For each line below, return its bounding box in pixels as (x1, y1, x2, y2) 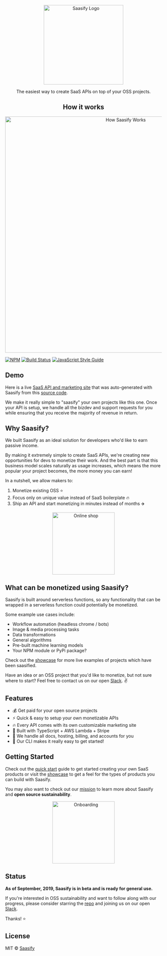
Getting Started (5, 753, 54, 761)
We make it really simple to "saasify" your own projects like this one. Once (5, 399, 158, 405)
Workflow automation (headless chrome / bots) (12, 621, 109, 627)
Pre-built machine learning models (12, 642, 83, 648)
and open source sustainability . (5, 791, 72, 797)
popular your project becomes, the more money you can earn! (5, 468, 133, 474)
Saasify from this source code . (5, 389, 68, 395)
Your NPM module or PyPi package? (12, 648, 87, 654)
